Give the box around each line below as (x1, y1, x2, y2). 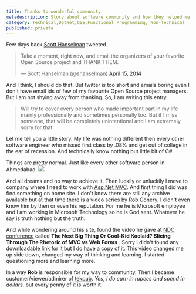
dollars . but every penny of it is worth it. (6, 281, 103, 288)
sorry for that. (20, 124, 55, 131)
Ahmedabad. (6, 166, 37, 173)
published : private (6, 25, 54, 31)
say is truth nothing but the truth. (6, 215, 86, 222)
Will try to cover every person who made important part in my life (20, 105, 178, 112)
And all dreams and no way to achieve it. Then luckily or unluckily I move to (6, 177, 188, 185)
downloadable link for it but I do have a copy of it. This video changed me (6, 245, 184, 252)
